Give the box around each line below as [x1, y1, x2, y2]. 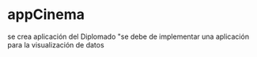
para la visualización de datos [7, 40, 104, 49]
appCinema [7, 6, 85, 24]
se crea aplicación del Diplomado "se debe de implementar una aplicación [7, 32, 250, 41]
